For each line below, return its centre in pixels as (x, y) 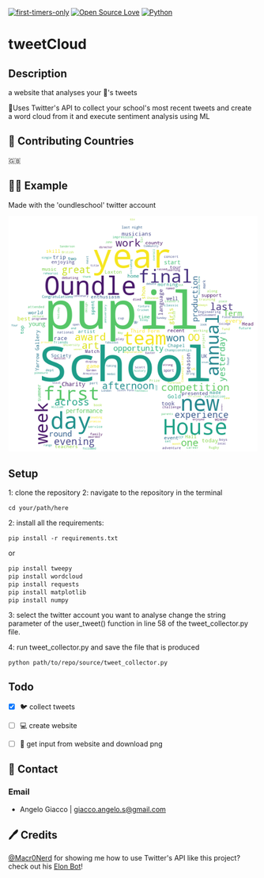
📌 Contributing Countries (71, 142)
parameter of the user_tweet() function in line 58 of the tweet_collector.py (128, 623)
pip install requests (44, 585)
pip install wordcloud (45, 577)
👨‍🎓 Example (38, 186)
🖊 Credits (33, 835)
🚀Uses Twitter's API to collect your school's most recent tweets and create (130, 108)
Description (38, 73)
